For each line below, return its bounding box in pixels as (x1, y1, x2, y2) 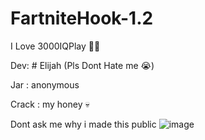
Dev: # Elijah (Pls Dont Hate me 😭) (10, 59, 155, 71)
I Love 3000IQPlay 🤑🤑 (10, 40, 101, 52)
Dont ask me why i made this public (10, 118, 157, 130)
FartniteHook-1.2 (10, 7, 154, 30)
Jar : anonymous (10, 78, 80, 91)
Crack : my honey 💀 (10, 98, 90, 110)
